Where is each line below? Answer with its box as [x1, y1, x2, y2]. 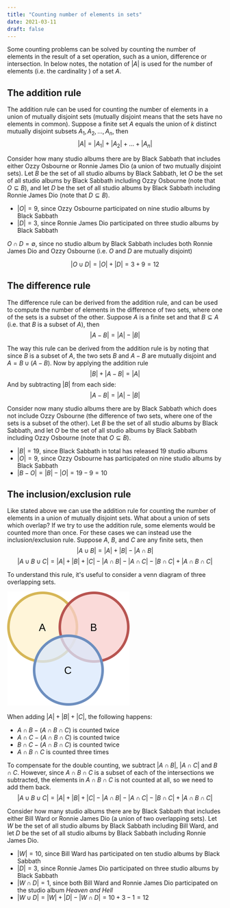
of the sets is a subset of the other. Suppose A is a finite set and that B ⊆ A [7, 313, 219, 321]
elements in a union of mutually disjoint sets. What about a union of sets [7, 514, 210, 522]
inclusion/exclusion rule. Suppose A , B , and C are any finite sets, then [7, 536, 203, 544]
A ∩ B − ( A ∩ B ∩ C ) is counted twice [16, 726, 120, 734]
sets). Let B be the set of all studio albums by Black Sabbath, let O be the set [7, 169, 223, 177]
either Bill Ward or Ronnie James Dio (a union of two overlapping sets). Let [7, 815, 218, 823]
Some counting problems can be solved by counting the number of [7, 45, 196, 54]
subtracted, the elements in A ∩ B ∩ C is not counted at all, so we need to [7, 776, 214, 784]
